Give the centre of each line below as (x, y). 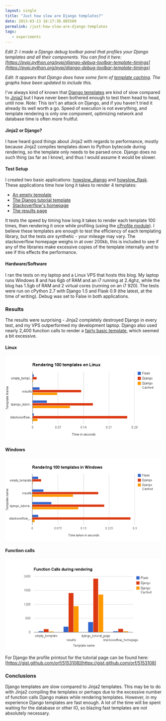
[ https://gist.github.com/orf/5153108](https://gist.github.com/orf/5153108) (81, 663)
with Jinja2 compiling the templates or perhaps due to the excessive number (83, 692)
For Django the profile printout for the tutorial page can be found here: (77, 658)
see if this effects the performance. (41, 252)
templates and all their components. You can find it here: (63, 57)
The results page (30, 211)
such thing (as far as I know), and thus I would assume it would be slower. (81, 157)
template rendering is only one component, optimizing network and (74, 113)
